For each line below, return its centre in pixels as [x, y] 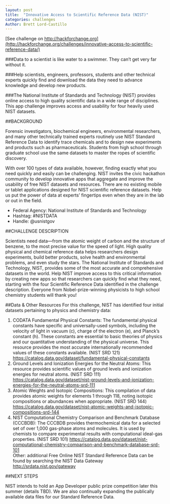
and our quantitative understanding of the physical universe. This [81, 342]
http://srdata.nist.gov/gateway [44, 466]
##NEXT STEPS [22, 476]
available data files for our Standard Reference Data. [60, 497]
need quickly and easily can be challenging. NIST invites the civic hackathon [85, 174]
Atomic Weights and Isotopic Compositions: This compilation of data [84, 390]
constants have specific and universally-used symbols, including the [84, 326]
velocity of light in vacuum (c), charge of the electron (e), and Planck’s [86, 331]
